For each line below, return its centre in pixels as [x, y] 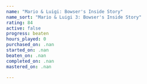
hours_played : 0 [26, 39]
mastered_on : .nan [29, 67]
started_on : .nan [28, 50]
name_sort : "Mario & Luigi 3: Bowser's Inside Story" [74, 17]
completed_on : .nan [30, 61]
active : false [24, 28]
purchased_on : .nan [30, 45]
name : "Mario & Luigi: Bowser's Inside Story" [65, 12]
